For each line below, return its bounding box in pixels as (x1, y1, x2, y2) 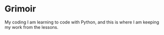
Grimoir (4, 3, 36, 14)
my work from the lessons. (4, 24, 58, 30)
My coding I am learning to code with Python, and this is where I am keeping (4, 19, 160, 25)
